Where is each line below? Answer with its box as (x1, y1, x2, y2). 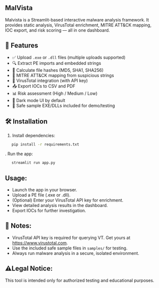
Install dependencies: (12, 133, 55, 139)
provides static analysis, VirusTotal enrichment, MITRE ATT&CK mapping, (5, 22, 152, 28)
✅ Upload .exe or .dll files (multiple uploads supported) (12, 54, 125, 60)
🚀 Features (5, 41, 38, 50)
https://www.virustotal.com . (12, 240, 68, 246)
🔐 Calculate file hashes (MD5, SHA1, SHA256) (12, 67, 104, 73)
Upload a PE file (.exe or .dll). (12, 192, 71, 198)
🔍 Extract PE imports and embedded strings (12, 60, 101, 66)
